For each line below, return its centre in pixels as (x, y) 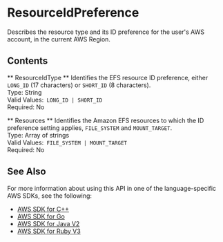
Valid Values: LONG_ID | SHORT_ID (55, 100)
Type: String (25, 92)
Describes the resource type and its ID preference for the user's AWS (106, 32)
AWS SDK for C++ (43, 209)
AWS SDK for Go (41, 216)
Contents (28, 61)
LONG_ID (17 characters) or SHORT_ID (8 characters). (79, 85)
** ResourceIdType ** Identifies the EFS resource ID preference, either (108, 77)
